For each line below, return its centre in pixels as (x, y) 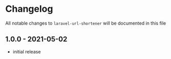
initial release (27, 51)
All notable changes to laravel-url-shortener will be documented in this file (86, 23)
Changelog (29, 9)
